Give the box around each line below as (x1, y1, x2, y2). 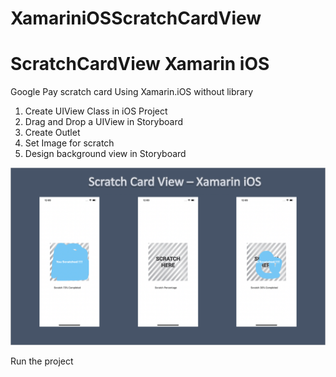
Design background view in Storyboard (24, 148, 187, 160)
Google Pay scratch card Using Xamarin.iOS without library (10, 86, 254, 98)
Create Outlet (24, 127, 81, 139)
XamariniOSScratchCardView (10, 7, 262, 30)
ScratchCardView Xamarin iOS (10, 53, 270, 76)
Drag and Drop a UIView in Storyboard (24, 116, 183, 128)
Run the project (10, 355, 74, 367)
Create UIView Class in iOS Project (24, 105, 168, 117)
